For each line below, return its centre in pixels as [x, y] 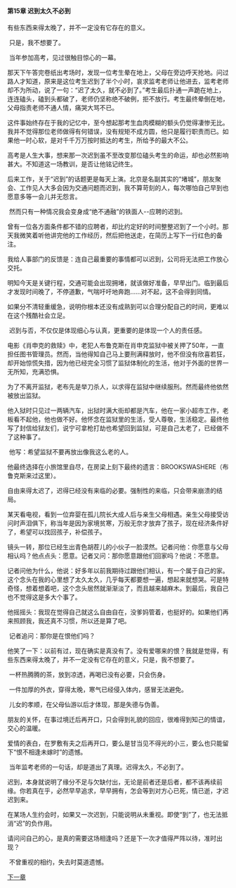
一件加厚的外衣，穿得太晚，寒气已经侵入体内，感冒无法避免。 [98, 689]
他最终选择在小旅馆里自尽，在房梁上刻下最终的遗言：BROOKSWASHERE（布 [118, 467]
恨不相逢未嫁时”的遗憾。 [52, 752]
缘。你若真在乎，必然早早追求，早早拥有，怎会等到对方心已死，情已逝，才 [115, 791]
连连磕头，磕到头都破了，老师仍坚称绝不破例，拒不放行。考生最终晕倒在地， [118, 99]
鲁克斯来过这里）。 [33, 476]
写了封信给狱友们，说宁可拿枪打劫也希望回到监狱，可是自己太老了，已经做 [115, 428]
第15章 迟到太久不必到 [39, 11]
